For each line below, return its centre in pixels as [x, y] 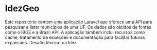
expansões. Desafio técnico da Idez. [42, 42]
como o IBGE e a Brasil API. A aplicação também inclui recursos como [75, 32]
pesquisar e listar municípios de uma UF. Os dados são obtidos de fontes [78, 27]
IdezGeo [22, 8]
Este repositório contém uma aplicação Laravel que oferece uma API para [79, 22]
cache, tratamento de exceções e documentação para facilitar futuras [75, 37]
